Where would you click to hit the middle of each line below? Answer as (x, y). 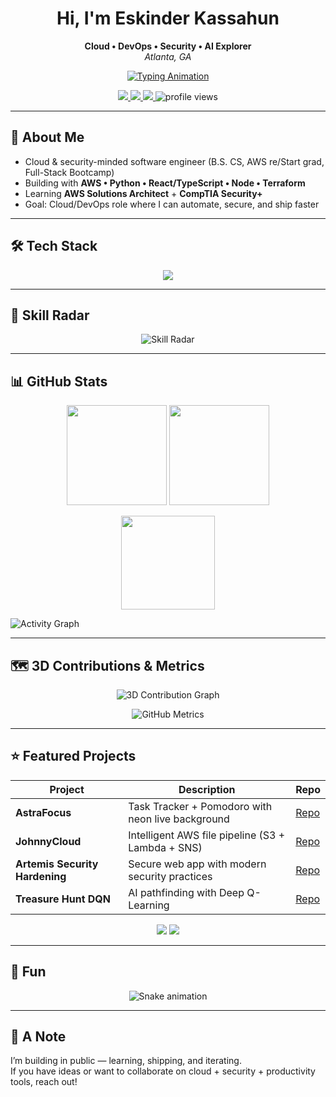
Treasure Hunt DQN (63, 899)
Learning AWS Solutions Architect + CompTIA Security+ (143, 193)
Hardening (41, 876)
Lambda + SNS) (165, 847)
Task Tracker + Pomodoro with (200, 806)
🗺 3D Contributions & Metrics (107, 665)
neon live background (179, 819)
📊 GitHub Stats (59, 381)
